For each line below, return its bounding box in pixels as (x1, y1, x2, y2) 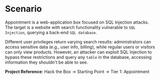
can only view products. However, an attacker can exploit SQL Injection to (5, 49, 152, 55)
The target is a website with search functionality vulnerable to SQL (5, 24, 136, 30)
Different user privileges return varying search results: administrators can (5, 39, 151, 44)
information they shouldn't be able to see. (5, 59, 88, 65)
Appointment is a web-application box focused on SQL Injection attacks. (5, 19, 149, 25)
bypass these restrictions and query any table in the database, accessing (5, 54, 152, 60)
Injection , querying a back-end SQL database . (5, 29, 97, 35)
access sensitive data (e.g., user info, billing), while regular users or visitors (5, 44, 156, 50)
